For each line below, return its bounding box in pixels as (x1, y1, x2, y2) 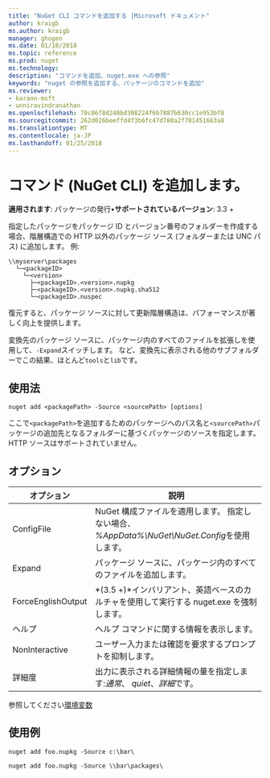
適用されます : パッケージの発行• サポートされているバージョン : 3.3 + (8, 205, 235, 214)
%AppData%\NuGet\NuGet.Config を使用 (95, 530, 251, 541)
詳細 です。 (157, 678, 198, 689)
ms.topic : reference (8, 49, 78, 57)
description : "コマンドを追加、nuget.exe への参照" (8, 72, 170, 80)
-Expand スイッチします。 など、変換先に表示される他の (35, 346, 217, 355)
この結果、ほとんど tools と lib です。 (22, 355, 142, 365)
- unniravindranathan (8, 101, 81, 110)
